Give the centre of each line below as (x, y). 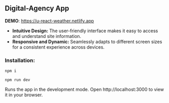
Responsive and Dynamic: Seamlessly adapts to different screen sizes (87, 42)
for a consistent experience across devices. (58, 47)
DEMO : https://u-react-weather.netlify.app (49, 20)
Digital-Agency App (37, 8)
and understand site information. (47, 36)
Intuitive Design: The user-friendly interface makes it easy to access (85, 31)
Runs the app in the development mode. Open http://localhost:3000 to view (84, 90)
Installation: (20, 60)
